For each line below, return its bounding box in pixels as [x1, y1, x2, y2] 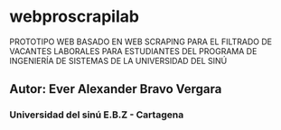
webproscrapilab [9, 6, 140, 27]
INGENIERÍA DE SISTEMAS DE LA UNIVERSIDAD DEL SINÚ [9, 55, 228, 66]
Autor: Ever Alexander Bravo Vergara [9, 81, 222, 97]
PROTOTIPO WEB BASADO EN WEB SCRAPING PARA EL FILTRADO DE [9, 36, 273, 47]
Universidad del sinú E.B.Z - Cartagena [9, 108, 184, 121]
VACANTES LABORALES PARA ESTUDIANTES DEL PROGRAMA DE [9, 45, 258, 56]
